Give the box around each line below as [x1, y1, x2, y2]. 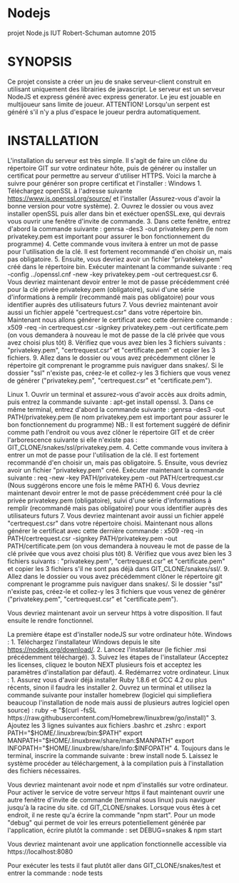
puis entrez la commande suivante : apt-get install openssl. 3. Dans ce [7, 398, 214, 406]
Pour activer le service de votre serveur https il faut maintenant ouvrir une [7, 787, 225, 797]
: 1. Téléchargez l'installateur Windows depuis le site [7, 637, 161, 646]
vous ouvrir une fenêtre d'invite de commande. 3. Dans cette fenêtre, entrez [7, 216, 231, 226]
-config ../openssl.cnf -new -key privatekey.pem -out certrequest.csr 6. [7, 270, 218, 278]
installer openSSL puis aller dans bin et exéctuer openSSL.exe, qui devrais [7, 209, 226, 218]
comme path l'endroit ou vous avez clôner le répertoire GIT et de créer [7, 428, 215, 436]
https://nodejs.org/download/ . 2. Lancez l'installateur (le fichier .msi [7, 645, 207, 654]
